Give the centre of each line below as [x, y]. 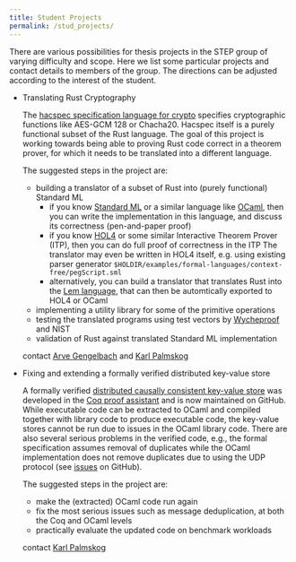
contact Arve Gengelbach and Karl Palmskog [105, 356]
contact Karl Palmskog [64, 547]
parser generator [80, 264]
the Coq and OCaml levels [84, 520]
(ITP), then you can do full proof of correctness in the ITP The [163, 245]
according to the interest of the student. [83, 80]
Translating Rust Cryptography [79, 97]
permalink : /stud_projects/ [62, 26]
